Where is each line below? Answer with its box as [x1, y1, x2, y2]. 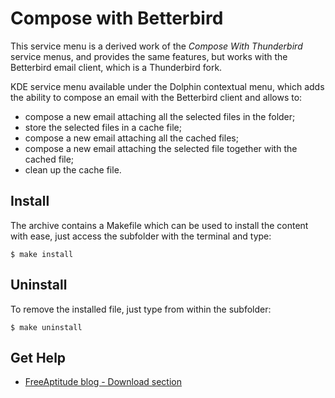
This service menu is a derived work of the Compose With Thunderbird [10, 40, 303, 52]
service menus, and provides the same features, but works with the [10, 50, 288, 62]
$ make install [10, 249, 74, 259]
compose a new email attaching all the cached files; [24, 132, 239, 144]
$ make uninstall [10, 322, 83, 332]
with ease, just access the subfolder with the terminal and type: [10, 230, 272, 242]
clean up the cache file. [24, 163, 122, 176]
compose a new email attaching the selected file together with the [24, 142, 298, 154]
